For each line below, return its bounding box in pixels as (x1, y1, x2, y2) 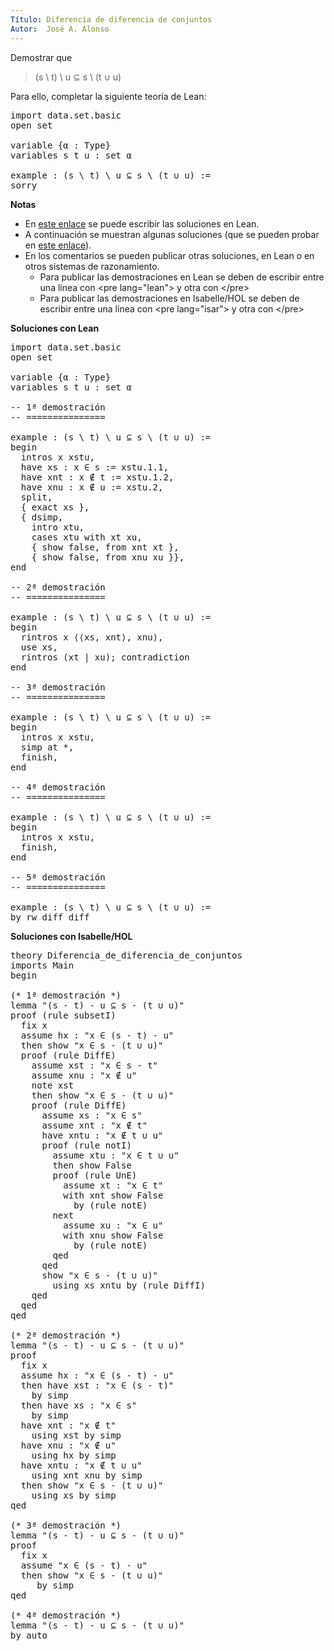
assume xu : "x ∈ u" (63, 1219, 164, 1231)
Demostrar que (10, 51, 73, 63)
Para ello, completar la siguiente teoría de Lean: (10, 90, 207, 102)
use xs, (20, 641, 58, 653)
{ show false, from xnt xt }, (31, 541, 180, 553)
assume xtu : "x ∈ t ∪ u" (52, 1149, 180, 1161)
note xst (31, 1079, 75, 1091)
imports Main (10, 959, 75, 971)
